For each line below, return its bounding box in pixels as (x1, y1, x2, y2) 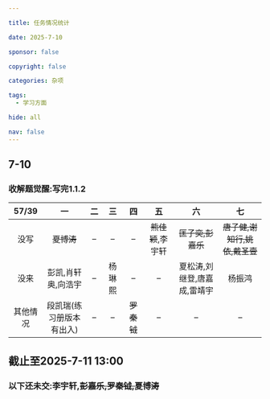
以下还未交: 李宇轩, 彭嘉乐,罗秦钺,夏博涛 (8, 380, 159, 391)
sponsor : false (8, 47, 59, 56)
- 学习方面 (15, 99, 47, 107)
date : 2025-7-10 (8, 33, 63, 41)
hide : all (8, 113, 42, 121)
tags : (8, 92, 27, 100)
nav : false (8, 128, 45, 136)
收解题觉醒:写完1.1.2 (8, 183, 86, 194)
